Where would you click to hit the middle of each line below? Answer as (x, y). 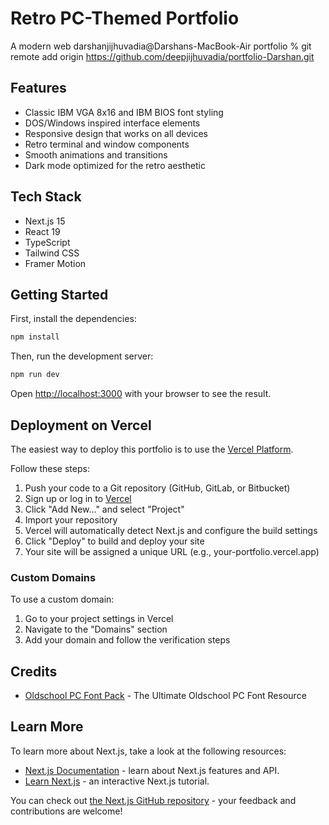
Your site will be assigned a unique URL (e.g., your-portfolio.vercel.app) (172, 551)
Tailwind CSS (52, 253)
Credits (34, 671)
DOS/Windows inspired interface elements (112, 123)
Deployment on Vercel (81, 425)
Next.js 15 (45, 221)
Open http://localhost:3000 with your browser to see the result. (141, 394)
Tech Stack (46, 197)
